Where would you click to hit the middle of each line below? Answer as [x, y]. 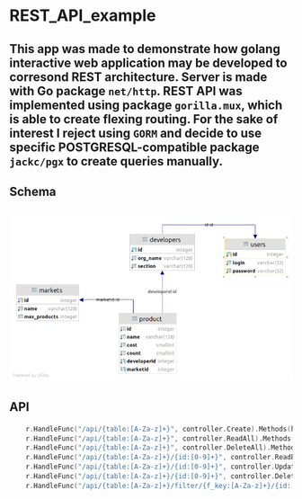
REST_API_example [83, 16]
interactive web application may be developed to [148, 62]
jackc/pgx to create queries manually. [116, 161]
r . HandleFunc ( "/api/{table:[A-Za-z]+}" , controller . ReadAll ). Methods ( [160, 438]
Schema [33, 191]
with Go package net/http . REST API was [126, 91]
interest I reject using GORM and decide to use [136, 133]
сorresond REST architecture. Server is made [138, 77]
